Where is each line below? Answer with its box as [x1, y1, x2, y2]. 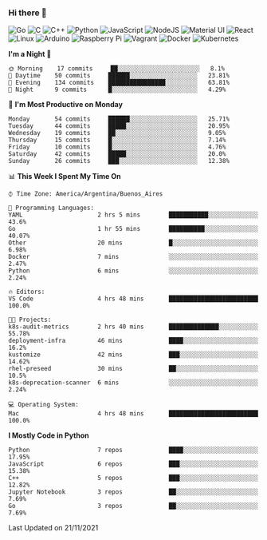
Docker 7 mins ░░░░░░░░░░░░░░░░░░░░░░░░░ [8, 253, 259, 261]
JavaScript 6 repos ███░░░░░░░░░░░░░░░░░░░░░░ [8, 460, 259, 468]
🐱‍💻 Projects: [8, 316, 52, 324]
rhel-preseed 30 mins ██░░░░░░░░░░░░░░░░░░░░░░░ [8, 365, 259, 373]
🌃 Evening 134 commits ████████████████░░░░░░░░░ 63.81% [8, 79, 230, 87]
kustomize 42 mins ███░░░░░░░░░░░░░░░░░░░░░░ [8, 351, 259, 359]
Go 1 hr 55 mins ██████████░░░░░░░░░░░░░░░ [8, 225, 259, 233]
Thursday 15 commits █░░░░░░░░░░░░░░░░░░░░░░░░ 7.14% [8, 136, 226, 145]
